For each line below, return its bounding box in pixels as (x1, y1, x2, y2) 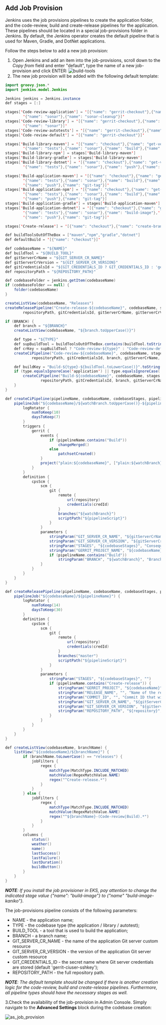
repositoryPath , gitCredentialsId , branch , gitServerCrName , (31, 356, 161, 360)
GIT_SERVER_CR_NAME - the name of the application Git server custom (12, 938, 158, 944)
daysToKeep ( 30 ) (31, 608, 63, 613)
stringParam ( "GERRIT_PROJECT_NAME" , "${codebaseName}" (49, 548, 165, 553)
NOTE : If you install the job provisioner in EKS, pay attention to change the (5, 887, 157, 893)
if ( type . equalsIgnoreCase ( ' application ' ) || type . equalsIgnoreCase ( (14, 369, 161, 374)
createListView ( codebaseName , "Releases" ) (5, 301, 94, 306)
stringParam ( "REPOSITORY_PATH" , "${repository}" (58, 709, 161, 713)
